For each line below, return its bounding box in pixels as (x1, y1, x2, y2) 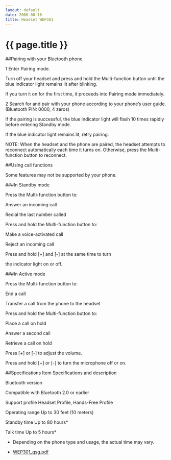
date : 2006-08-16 (5, 12, 42, 17)
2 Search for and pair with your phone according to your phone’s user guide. (5, 101, 166, 107)
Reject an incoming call (5, 241, 55, 248)
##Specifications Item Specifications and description (5, 370, 117, 376)
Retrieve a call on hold (5, 340, 52, 346)
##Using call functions (5, 162, 53, 168)
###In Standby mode (5, 182, 50, 188)
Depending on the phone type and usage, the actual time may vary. (12, 439, 155, 445)
